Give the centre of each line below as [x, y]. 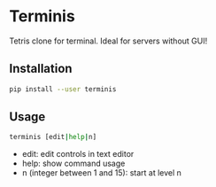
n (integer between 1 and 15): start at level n [101, 173]
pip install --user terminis [63, 89]
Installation [41, 69]
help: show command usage [73, 164]
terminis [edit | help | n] [53, 137]
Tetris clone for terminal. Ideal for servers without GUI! [108, 41]
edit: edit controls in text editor [78, 154]
